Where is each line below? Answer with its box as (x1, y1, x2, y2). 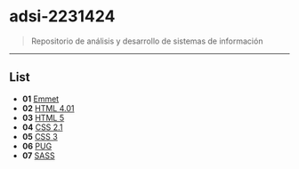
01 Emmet (21, 93, 60, 104)
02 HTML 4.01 (21, 102, 75, 113)
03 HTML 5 (21, 112, 65, 123)
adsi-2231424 (9, 6, 116, 27)
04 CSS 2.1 (21, 122, 63, 133)
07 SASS (21, 149, 55, 161)
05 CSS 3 (21, 131, 58, 141)
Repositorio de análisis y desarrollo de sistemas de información (30, 36, 263, 46)
